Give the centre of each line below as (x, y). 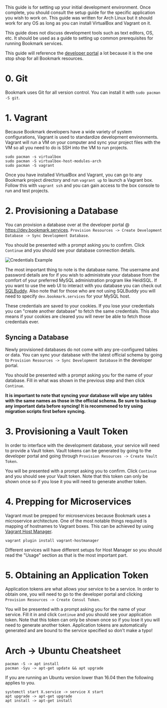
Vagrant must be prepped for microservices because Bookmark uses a (78, 515)
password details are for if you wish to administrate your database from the (82, 275)
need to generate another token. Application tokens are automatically (76, 625)
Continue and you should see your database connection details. (70, 250)
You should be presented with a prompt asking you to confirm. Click (75, 245)
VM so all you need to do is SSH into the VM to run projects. (67, 147)
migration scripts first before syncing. (45, 411)
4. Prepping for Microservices (68, 502)
